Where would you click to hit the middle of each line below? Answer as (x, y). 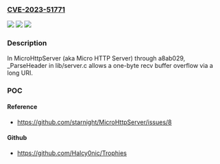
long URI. (20, 73)
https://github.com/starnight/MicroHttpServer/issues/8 (95, 122)
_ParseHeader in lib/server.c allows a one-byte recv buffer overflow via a (110, 65)
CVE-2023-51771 (36, 10)
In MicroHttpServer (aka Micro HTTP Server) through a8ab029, (96, 58)
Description (27, 43)
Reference (22, 107)
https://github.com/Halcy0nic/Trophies (72, 153)
